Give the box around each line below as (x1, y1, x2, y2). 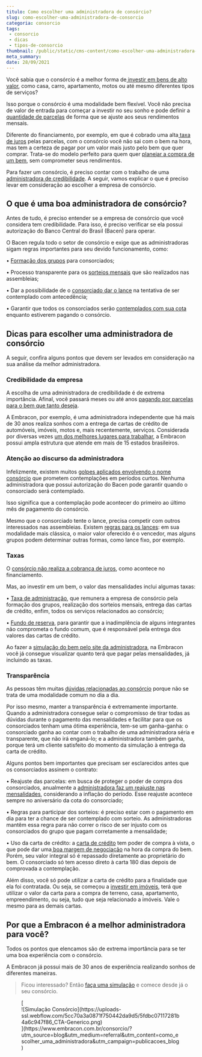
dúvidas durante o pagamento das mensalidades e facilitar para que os (6, 716, 182, 723)
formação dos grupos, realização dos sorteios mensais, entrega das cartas (6, 601, 192, 608)
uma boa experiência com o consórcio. (6, 952, 103, 959)
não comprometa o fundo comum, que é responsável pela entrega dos (6, 626, 182, 633)
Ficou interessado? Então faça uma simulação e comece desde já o (20, 981, 188, 988)
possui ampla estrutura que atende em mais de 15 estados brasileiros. (6, 439, 179, 446)
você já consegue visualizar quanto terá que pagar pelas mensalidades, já (6, 650, 190, 657)
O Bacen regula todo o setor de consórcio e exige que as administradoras (6, 239, 189, 246)
